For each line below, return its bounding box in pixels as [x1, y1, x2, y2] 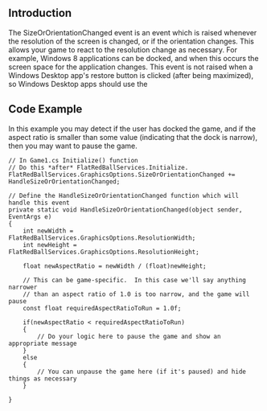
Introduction [8, 6, 72, 20]
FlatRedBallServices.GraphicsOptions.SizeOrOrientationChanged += [8, 171, 236, 179]
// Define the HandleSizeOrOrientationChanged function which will [8, 191, 240, 199]
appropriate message [8, 339, 78, 347]
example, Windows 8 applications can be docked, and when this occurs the [8, 53, 259, 63]
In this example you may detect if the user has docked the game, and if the [8, 124, 256, 134]
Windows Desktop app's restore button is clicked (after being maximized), [8, 70, 254, 80]
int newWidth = [23, 227, 74, 235]
